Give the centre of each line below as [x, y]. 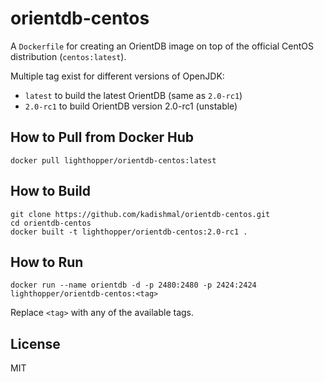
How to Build [51, 191]
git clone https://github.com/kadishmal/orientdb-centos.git [140, 214]
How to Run [47, 262]
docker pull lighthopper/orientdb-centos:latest [113, 160]
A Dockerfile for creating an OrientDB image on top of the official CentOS [162, 46]
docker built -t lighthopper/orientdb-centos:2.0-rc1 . [129, 232]
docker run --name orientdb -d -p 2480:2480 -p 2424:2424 [133, 285]
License [35, 343]
